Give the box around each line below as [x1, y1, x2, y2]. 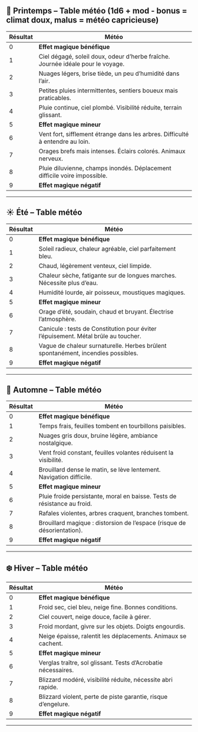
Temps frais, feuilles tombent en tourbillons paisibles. [38, 422, 186, 430]
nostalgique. [38, 439, 73, 447]
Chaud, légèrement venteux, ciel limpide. [38, 262, 152, 270]
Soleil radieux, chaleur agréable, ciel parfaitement [38, 244, 176, 253]
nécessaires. [38, 666, 74, 675]
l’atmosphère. [38, 315, 77, 323]
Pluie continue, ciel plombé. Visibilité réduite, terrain [38, 103, 182, 111]
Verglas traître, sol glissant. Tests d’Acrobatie [38, 659, 163, 667]
